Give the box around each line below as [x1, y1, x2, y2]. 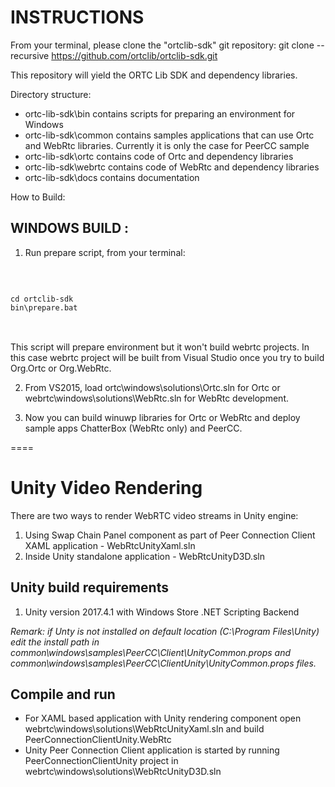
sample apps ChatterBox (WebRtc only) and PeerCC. [24, 422, 243, 434]
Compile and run [10, 686, 116, 703]
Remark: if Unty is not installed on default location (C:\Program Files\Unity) [10, 625, 320, 637]
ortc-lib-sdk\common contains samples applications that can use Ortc [24, 129, 315, 141]
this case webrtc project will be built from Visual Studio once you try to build [10, 351, 325, 363]
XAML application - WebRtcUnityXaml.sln [24, 539, 196, 551]
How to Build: [10, 191, 66, 203]
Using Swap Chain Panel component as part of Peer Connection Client [24, 529, 316, 541]
